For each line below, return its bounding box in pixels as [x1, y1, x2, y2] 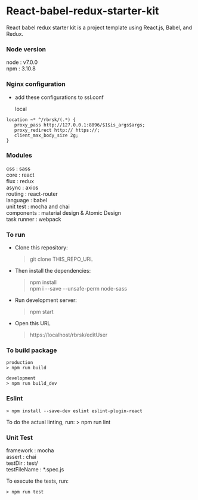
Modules [6, 151, 33, 159]
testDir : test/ [6, 459, 38, 467]
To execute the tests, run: [6, 477, 69, 484]
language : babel [6, 196, 48, 203]
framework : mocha [6, 447, 54, 454]
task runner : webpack [6, 215, 61, 223]
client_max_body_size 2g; [14, 132, 79, 138]
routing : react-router [6, 190, 58, 197]
